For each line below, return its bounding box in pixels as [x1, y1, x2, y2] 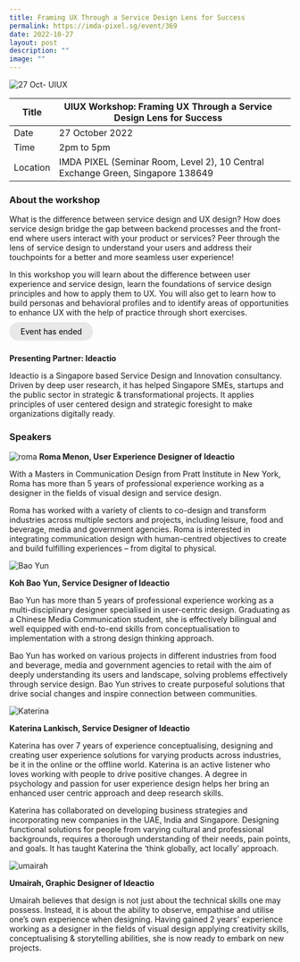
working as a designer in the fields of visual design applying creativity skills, [9, 923, 289, 934]
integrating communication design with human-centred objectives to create [9, 533, 287, 544]
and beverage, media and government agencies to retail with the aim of [9, 659, 272, 671]
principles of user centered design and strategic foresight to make [9, 399, 253, 409]
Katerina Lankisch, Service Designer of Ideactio [9, 722, 190, 733]
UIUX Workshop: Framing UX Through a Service [63, 100, 273, 113]
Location [13, 162, 51, 173]
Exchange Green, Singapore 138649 [59, 167, 214, 179]
